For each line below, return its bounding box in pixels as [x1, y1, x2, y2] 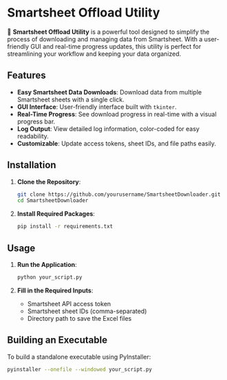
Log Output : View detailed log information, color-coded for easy [17, 124, 199, 132]
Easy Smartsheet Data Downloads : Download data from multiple [17, 88, 202, 96]
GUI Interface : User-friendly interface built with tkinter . [17, 102, 177, 111]
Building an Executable [7, 334, 108, 346]
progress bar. [17, 117, 56, 126]
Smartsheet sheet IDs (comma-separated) [27, 307, 147, 315]
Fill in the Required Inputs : [17, 286, 94, 294]
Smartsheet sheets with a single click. [17, 95, 125, 103]
